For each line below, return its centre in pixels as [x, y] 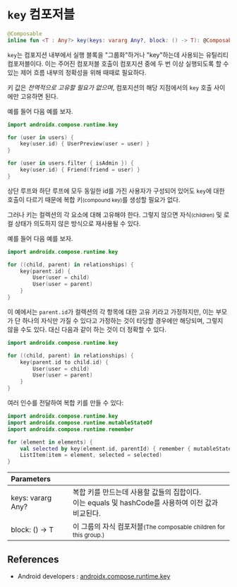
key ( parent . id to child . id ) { [65, 362]
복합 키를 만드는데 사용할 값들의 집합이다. [137, 492]
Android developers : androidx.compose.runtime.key [94, 576]
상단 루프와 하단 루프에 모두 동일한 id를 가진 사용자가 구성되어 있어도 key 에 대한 [116, 191]
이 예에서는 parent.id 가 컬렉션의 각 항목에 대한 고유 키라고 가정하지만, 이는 [111, 312]
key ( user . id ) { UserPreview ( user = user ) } [85, 144]
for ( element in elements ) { [50, 442]
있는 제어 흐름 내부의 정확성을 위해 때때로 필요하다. [77, 72]
